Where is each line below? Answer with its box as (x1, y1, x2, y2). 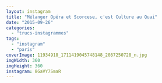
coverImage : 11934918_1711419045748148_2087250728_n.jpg (6, 52, 147, 58)
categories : (6, 25, 35, 31)
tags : (6, 36, 19, 41)
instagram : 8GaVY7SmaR (6, 68, 61, 74)
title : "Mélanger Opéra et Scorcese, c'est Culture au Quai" (6, 14, 158, 20)
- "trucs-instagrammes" (11, 30, 69, 36)
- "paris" (11, 47, 35, 53)
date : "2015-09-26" (6, 19, 54, 25)
